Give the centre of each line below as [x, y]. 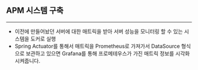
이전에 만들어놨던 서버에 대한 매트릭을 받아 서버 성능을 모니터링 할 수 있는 [99, 31]
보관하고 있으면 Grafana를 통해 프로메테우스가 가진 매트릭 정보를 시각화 [108, 53]
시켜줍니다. [27, 61]
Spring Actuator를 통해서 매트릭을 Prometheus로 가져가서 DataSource [97, 46]
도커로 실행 [43, 39]
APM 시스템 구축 [35, 11]
